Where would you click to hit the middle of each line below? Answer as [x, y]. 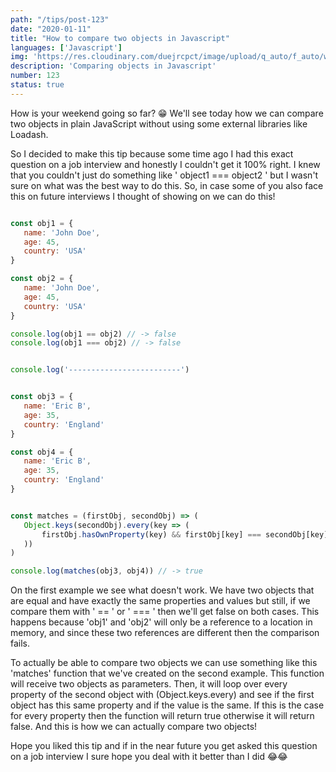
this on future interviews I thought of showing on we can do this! [143, 196]
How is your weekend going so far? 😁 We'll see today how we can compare [167, 113]
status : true [37, 85]
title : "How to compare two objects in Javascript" [120, 38]
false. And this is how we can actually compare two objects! [134, 727]
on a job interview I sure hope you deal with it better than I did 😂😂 [149, 757]
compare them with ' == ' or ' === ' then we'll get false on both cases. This [165, 612]
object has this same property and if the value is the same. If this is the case [167, 705]
